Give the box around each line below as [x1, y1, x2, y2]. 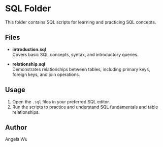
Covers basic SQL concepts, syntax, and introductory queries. [12, 51, 139, 57]
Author [5, 123, 27, 131]
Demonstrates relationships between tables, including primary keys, [12, 66, 150, 72]
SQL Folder [5, 3, 51, 14]
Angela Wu [5, 136, 28, 142]
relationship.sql [12, 61, 45, 67]
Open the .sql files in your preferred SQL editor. [12, 98, 110, 104]
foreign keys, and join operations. [12, 72, 80, 77]
